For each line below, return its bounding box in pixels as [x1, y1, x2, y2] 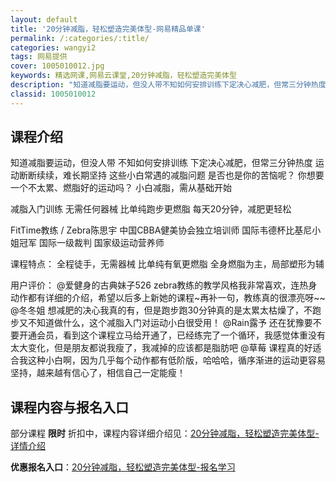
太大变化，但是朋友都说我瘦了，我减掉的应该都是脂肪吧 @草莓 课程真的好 [10, 342, 313, 354]
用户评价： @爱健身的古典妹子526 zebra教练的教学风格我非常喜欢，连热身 [10, 279, 318, 291]
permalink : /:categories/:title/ [10, 33, 150, 43]
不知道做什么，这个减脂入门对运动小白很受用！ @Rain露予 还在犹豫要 [27, 317, 313, 329]
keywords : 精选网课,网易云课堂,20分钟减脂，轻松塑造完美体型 [10, 71, 237, 81]
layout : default [10, 14, 78, 25]
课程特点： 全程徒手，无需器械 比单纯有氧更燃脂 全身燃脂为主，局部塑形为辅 [10, 258, 325, 270]
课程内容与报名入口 [10, 399, 129, 416]
